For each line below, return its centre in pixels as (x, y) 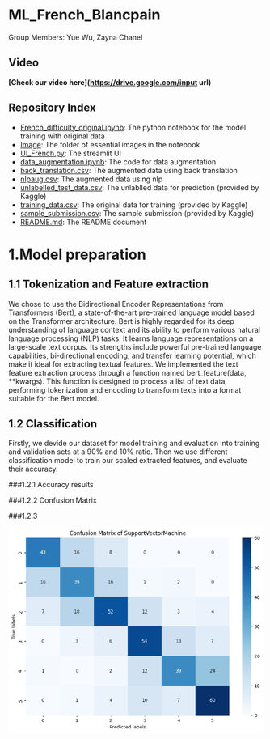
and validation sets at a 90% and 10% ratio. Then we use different (118, 452)
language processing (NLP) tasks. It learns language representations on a (131, 338)
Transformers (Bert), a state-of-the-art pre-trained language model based (131, 312)
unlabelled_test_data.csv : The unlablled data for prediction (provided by (139, 187)
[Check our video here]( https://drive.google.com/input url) (110, 82)
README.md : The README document (83, 222)
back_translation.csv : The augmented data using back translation (129, 170)
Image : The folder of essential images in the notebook (110, 144)
